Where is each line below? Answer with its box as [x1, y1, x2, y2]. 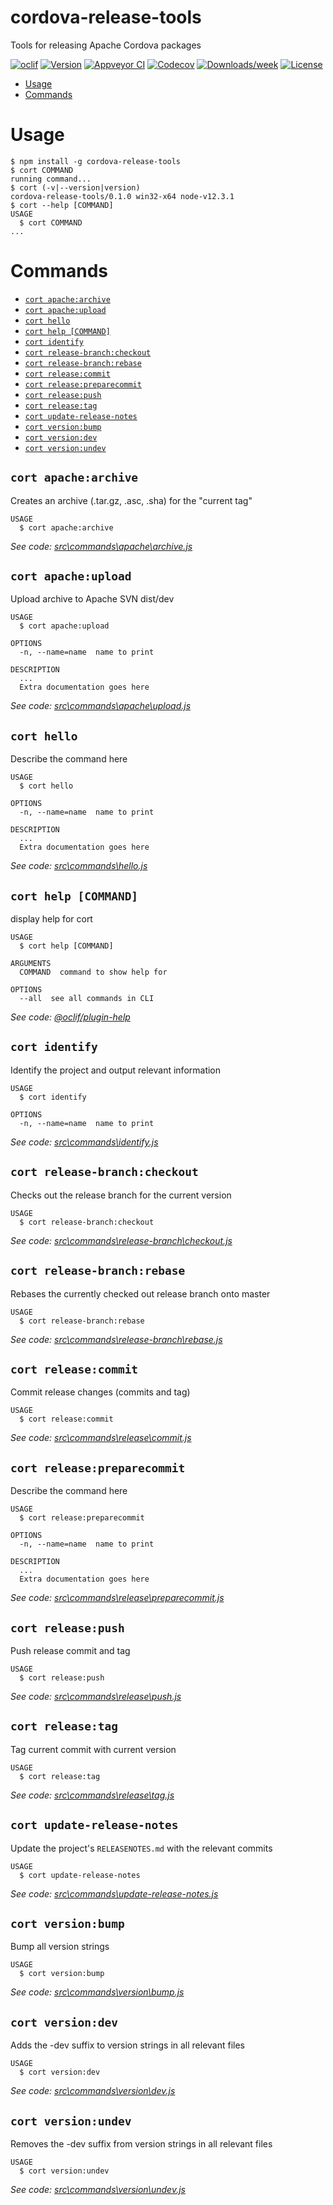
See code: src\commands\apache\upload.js [10, 700, 192, 712]
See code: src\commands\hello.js [10, 860, 148, 872]
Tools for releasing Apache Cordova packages [10, 39, 202, 51]
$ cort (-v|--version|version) [10, 182, 141, 193]
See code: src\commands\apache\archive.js [10, 540, 193, 552]
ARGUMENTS [10, 959, 52, 969]
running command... [10, 174, 92, 184]
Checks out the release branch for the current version [10, 1189, 232, 1201]
